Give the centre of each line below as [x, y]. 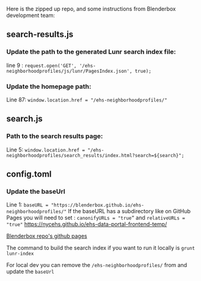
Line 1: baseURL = [27, 205]
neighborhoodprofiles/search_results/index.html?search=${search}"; [95, 155]
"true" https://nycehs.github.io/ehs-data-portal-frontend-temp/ [87, 224]
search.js [24, 119]
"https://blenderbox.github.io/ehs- [98, 205]
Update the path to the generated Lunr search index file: [91, 52]
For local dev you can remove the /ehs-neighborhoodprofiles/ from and [97, 265]
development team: [31, 15]
